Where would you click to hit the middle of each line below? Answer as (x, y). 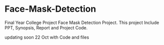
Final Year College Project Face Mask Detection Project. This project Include (82, 22)
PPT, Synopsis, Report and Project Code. (46, 27)
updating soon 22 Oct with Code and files (47, 37)
